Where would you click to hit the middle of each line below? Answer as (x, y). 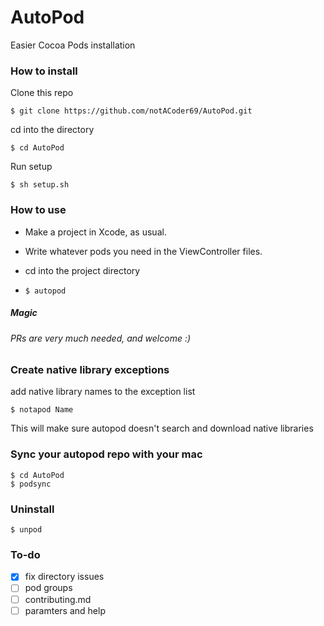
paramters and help (65, 610)
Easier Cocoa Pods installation (73, 45)
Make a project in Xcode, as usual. (95, 232)
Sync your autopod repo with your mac (106, 454)
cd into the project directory (82, 270)
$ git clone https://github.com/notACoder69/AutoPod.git (131, 111)
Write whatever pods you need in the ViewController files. (143, 251)
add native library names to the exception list (103, 392)
